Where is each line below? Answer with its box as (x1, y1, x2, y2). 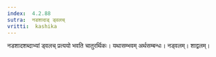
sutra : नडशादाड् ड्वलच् (7, 16, 66, 23)
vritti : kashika (7, 23, 57, 30)
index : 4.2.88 (7, 10, 51, 17)
